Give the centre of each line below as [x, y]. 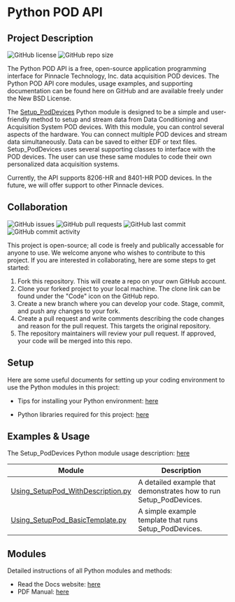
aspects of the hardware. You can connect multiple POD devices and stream [117, 134]
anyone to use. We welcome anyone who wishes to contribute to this [106, 253]
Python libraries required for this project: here [83, 414]
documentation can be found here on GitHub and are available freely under [115, 91]
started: [19, 267]
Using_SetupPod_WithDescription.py [71, 491]
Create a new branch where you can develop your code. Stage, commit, [121, 303]
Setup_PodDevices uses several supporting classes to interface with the [111, 149]
